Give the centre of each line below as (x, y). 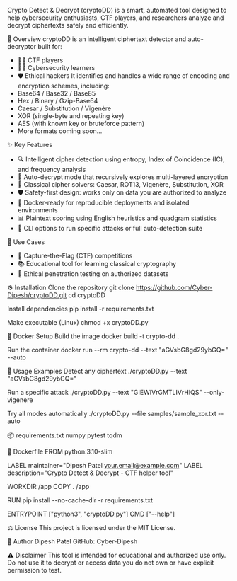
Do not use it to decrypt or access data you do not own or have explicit (111, 563)
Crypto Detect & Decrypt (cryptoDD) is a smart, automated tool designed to (117, 10)
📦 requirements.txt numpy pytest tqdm (65, 435)
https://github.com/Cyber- (174, 287)
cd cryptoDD (87, 295)
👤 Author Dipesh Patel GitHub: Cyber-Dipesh (73, 541)
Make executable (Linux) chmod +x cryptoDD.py (78, 322)
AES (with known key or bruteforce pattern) (81, 123)
